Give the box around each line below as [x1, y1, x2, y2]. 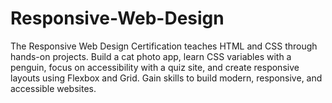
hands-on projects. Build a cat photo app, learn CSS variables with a [10, 50, 292, 62]
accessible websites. [10, 82, 97, 94]
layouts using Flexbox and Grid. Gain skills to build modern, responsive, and [10, 72, 323, 84]
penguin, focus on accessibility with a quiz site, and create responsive [10, 61, 300, 73]
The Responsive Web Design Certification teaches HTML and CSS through [10, 40, 318, 52]
